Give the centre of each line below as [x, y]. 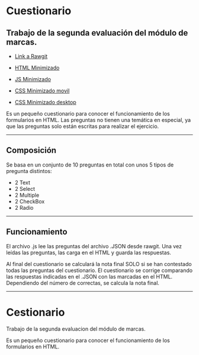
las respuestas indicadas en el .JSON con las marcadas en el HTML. [89, 276]
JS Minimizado [33, 79]
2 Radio [24, 207]
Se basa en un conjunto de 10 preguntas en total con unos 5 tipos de [90, 165]
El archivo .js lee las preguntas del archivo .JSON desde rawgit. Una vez [94, 246]
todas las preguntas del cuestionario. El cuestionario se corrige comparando [99, 270]
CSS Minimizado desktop [45, 102]
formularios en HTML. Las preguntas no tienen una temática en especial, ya [99, 120]
